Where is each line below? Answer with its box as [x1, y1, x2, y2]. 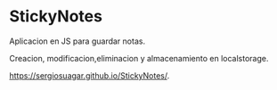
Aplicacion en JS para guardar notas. [9, 36, 145, 46]
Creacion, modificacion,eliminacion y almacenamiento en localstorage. [9, 53, 269, 63]
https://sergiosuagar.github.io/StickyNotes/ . [9, 70, 170, 81]
